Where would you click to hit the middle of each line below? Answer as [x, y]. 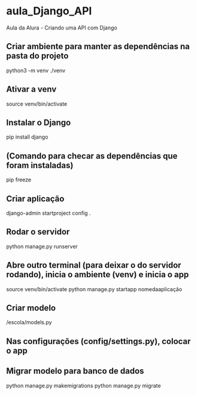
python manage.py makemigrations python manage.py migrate [84, 385]
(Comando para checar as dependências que [92, 156]
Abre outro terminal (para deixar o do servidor [94, 265]
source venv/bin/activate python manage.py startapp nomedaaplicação [94, 289]
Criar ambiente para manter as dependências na [98, 47]
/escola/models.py [29, 322]
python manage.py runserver [42, 246]
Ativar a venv [31, 89]
